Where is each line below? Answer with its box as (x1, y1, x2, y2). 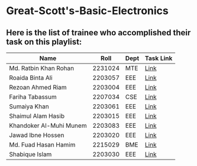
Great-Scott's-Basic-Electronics (6, 4, 169, 18)
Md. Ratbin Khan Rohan (9, 64, 75, 72)
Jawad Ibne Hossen (9, 131, 64, 139)
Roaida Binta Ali (9, 74, 53, 82)
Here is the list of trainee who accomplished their (6, 28, 191, 38)
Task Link (144, 54, 173, 62)
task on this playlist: (6, 36, 82, 47)
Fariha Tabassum (9, 93, 57, 101)
